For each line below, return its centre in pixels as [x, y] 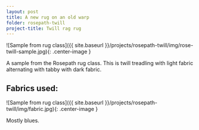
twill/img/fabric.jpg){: [32, 109]
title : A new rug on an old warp [48, 17]
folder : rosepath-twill [36, 23]
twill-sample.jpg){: [29, 52]
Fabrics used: [32, 88]
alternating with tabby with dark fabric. [54, 70]
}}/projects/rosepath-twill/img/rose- [149, 45]
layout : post [22, 12]
